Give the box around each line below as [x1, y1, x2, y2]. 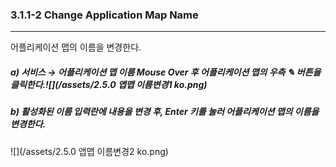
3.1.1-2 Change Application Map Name [10, 8, 199, 22]
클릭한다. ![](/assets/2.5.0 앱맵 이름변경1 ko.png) [10, 78, 208, 90]
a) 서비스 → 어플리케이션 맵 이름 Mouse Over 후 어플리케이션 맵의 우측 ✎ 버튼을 [10, 66, 322, 78]
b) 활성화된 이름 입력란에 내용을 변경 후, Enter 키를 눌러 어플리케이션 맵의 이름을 [10, 106, 320, 118]
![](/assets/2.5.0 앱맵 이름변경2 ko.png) [10, 145, 169, 157]
